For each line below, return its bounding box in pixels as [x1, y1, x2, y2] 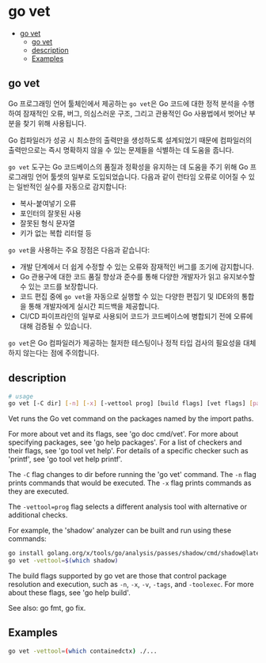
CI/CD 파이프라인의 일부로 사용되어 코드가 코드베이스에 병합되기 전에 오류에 [19, 311, 253, 320]
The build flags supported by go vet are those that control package [8, 571, 227, 581]
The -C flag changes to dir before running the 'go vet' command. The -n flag [8, 470, 257, 479]
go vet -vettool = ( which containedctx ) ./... [8, 647, 158, 655]
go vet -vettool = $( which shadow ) [8, 557, 119, 565]
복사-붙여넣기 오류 [19, 199, 77, 208]
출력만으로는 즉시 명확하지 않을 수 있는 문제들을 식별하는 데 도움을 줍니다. [8, 145, 234, 154]
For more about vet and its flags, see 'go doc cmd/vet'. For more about [8, 430, 239, 439]
